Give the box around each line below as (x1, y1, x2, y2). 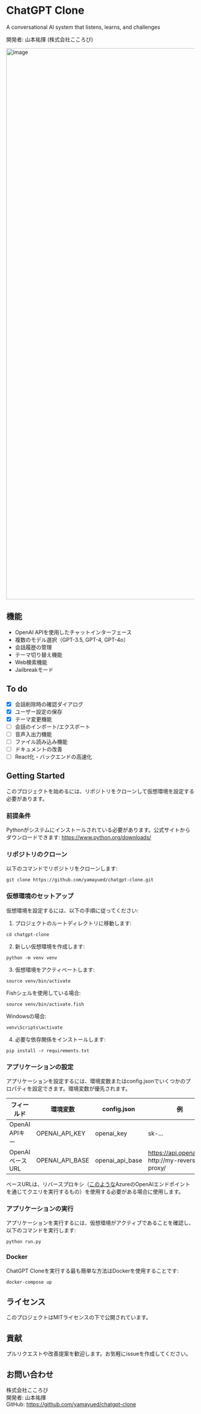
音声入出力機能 (14, 730, 52, 738)
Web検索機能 (14, 658, 48, 666)
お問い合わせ (6, 1369, 54, 1380)
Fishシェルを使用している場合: (6, 989, 81, 996)
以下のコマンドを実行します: (6, 1227, 77, 1234)
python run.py (6, 1239, 42, 1245)
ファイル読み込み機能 (14, 738, 68, 745)
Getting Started (6, 771, 65, 781)
